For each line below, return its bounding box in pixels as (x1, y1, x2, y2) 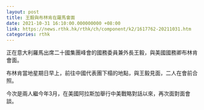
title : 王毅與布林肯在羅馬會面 (6, 15, 75, 21)
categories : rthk (6, 32, 50, 38)
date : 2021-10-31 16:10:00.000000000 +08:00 (6, 20, 121, 26)
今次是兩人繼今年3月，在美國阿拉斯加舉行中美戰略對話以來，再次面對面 (6, 90, 185, 97)
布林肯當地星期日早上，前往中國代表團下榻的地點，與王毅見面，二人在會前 (6, 69, 192, 77)
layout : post (6, 9, 39, 15)
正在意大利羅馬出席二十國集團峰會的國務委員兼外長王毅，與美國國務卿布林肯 (6, 49, 198, 57)
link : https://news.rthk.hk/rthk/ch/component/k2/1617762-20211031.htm (6, 26, 191, 32)
